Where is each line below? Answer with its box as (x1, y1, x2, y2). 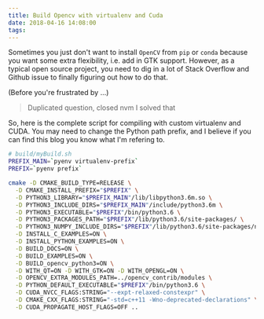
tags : (8, 26, 26, 34)
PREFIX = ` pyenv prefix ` (8, 165, 82, 173)
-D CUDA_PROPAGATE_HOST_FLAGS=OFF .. (15, 303, 139, 311)
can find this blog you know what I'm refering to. (8, 135, 165, 145)
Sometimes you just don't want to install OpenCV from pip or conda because (8, 48, 248, 57)
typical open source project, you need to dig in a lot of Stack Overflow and (8, 64, 250, 74)
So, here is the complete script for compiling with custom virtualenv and (8, 119, 241, 128)
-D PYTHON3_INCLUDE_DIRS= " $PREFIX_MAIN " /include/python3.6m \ (15, 201, 223, 209)
